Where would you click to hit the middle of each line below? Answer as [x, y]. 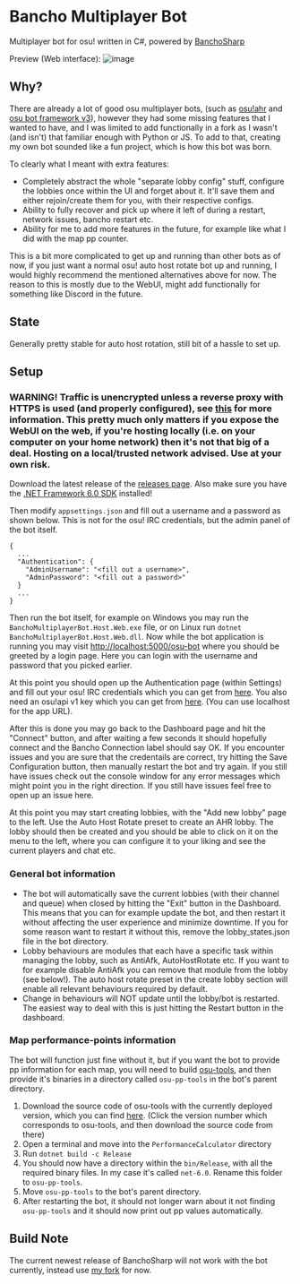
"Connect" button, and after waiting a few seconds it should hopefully [138, 738]
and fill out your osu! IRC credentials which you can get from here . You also [148, 693]
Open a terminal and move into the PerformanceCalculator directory [147, 1143]
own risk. [30, 464]
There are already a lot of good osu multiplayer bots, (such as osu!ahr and [146, 108]
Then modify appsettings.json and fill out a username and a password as [145, 511]
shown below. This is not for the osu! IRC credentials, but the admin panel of [150, 521]
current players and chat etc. [63, 851]
